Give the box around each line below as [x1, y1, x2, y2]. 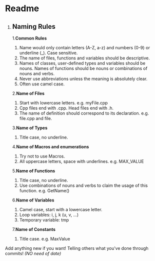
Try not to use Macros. [19, 153, 65, 159]
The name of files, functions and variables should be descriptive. [19, 55, 150, 61]
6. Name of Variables [12, 197, 55, 203]
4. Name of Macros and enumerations [12, 144, 89, 149]
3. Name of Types [12, 125, 48, 131]
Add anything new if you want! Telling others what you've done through [5, 245, 149, 251]
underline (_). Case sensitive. [19, 50, 78, 56]
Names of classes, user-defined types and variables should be [19, 60, 146, 66]
